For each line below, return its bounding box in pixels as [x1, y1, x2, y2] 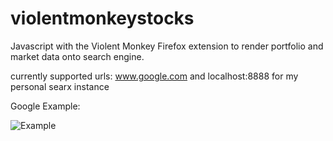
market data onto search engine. [10, 50, 145, 62]
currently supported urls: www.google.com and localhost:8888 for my [10, 70, 299, 82]
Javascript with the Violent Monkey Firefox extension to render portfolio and [10, 40, 324, 52]
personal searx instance [10, 80, 110, 92]
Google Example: [10, 100, 81, 112]
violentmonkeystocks [10, 7, 195, 30]
